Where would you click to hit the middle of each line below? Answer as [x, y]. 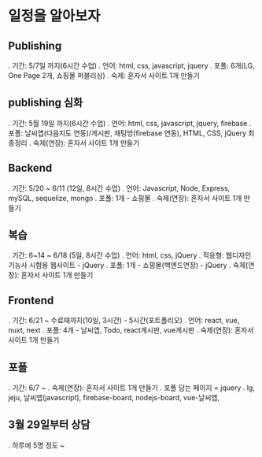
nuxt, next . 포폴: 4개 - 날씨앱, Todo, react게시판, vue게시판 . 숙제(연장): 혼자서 [131, 330]
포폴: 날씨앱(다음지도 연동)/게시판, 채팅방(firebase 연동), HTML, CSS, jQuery [127, 133]
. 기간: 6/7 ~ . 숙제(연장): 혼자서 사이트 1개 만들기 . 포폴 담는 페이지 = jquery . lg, [132, 388]
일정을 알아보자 [54, 16]
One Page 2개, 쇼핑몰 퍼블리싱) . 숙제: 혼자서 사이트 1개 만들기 [104, 75]
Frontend [31, 300]
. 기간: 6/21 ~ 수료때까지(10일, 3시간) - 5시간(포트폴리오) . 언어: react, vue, [124, 321]
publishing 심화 [46, 103]
